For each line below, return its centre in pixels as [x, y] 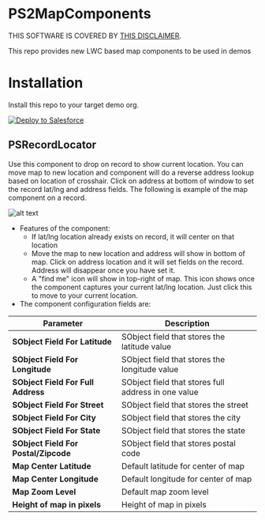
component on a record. [47, 198]
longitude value [150, 369]
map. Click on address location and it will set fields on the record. [138, 262]
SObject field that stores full [173, 382]
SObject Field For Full [53, 382]
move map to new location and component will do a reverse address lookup [131, 172]
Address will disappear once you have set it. [103, 270]
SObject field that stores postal [179, 443]
